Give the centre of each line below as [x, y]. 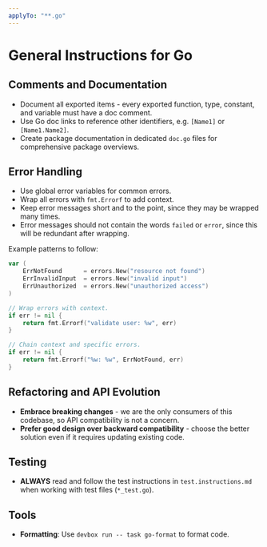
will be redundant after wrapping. [74, 234]
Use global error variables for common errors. [96, 191]
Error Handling [45, 172]
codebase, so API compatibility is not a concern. [100, 420]
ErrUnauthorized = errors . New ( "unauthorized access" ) [116, 286]
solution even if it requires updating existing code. [102, 436]
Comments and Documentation [88, 85]
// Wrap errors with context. [59, 308]
